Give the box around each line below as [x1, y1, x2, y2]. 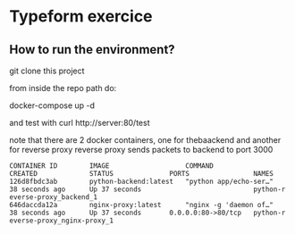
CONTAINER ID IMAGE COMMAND [9, 162, 215, 171]
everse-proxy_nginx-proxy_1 [9, 216, 114, 225]
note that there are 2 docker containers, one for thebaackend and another [9, 135, 282, 145]
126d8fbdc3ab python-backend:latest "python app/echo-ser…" [9, 177, 274, 186]
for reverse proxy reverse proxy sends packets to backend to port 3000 [9, 145, 274, 155]
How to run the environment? [9, 42, 176, 57]
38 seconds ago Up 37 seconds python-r [9, 185, 286, 194]
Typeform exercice [9, 6, 154, 27]
